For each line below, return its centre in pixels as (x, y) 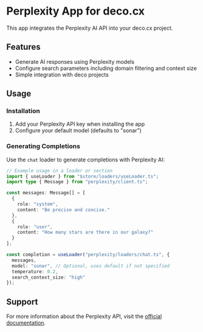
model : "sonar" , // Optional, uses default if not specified (91, 266)
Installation (23, 111)
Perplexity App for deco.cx (75, 11)
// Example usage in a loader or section (60, 171)
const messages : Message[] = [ (46, 193)
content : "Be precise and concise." (64, 210)
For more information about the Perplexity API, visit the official (84, 316)
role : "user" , (35, 227)
